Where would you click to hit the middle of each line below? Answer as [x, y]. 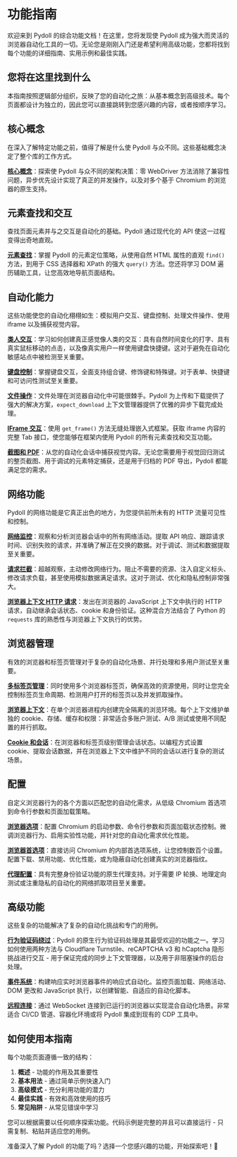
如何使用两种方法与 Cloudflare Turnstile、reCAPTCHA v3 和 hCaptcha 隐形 [116, 949]
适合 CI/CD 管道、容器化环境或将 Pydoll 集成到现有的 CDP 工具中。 [105, 1014]
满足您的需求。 [29, 470]
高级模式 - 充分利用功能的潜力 [61, 1090]
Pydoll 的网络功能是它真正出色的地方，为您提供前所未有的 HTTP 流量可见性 [117, 513]
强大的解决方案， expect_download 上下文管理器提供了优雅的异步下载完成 [112, 405]
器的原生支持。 [29, 188]
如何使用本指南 [40, 1039]
